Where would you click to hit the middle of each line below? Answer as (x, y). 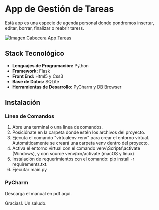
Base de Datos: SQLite (36, 81)
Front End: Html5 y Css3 (38, 76)
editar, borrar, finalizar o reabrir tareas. (45, 28)
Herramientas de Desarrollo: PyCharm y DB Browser (67, 87)
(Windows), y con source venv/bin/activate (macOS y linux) (73, 154)
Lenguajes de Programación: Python (51, 65)
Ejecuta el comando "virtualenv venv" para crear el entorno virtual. (81, 138)
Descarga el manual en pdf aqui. (39, 193)
